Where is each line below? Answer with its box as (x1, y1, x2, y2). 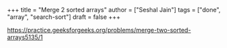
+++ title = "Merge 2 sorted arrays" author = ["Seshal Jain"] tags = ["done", (7, 6, 221, 14)
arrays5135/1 (7, 33, 43, 41)
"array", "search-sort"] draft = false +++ (7, 13, 121, 21)
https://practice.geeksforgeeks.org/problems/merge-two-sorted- (7, 26, 191, 34)
